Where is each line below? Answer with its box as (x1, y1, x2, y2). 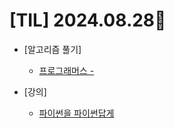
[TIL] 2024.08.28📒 (9, 9, 167, 32)
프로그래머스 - (38, 64, 95, 76)
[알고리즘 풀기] (23, 43, 82, 55)
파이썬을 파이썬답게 (38, 107, 115, 119)
